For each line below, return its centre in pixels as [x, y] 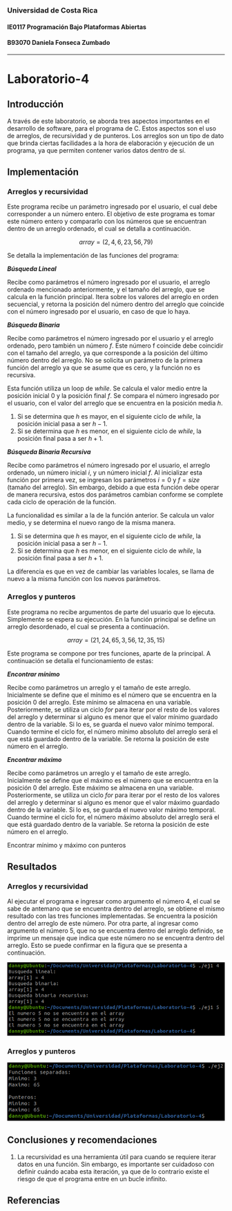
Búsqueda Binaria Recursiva [49, 452]
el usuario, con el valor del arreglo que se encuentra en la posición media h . [115, 403]
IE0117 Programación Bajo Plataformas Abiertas [77, 27]
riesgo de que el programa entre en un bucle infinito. [92, 1179]
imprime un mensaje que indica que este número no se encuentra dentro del [116, 938]
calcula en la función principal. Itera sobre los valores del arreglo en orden [113, 297]
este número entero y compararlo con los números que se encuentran [107, 221]
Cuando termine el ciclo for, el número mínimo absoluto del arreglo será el [113, 732]
